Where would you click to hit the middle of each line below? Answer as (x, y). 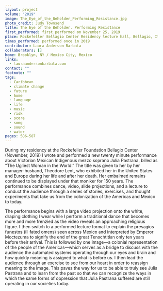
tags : (10, 77)
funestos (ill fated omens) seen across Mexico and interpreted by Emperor (79, 232)
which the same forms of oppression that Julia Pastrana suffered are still (78, 278)
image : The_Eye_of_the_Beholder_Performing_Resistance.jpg (66, 18)
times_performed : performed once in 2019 (48, 41)
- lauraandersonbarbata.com (38, 64)
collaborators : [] (24, 50)
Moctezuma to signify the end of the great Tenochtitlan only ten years (75, 237)
